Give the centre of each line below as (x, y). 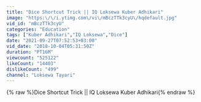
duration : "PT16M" (30, 52)
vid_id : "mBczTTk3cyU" (35, 23)
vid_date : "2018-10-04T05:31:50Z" (51, 47)
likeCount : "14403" (31, 63)
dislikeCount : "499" (33, 69)
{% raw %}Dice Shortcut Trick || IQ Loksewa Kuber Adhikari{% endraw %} (101, 92)
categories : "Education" (38, 29)
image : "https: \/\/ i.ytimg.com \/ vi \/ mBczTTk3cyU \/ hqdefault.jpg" (92, 18)
